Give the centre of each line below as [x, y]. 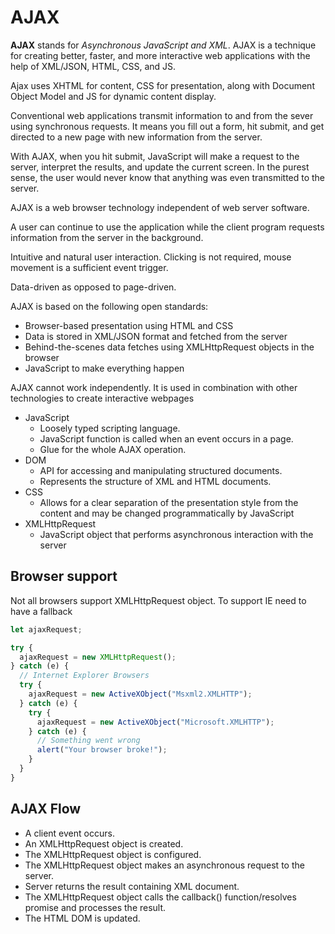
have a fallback [41, 611]
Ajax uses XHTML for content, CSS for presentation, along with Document [162, 85]
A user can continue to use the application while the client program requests [167, 227]
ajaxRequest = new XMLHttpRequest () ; [98, 657]
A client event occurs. [69, 833]
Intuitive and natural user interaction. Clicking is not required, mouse [151, 257]
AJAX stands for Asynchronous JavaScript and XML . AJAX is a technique [163, 45]
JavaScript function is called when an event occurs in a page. [166, 438]
